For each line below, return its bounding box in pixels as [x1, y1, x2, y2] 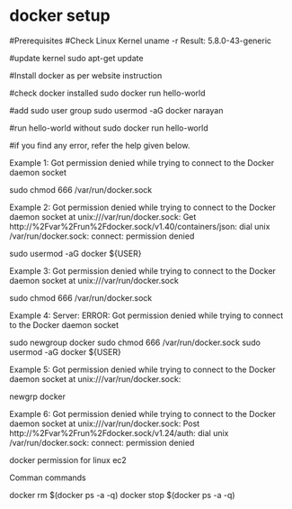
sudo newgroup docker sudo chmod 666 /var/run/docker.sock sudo [9, 337, 261, 348]
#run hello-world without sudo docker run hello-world [9, 123, 208, 133]
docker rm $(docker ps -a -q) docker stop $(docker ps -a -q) [9, 489, 235, 500]
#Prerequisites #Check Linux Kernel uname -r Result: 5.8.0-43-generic [9, 35, 272, 46]
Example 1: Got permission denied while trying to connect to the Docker [9, 157, 275, 168]
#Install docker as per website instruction [9, 69, 163, 81]
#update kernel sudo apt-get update [9, 52, 144, 63]
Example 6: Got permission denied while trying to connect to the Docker [9, 408, 277, 419]
